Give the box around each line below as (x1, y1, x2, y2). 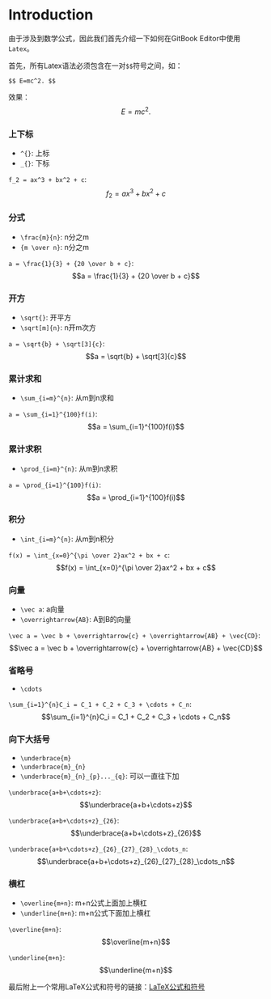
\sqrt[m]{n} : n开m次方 (19, 322, 97, 332)
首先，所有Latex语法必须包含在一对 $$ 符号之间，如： (8, 61, 184, 70)
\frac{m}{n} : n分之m (19, 232, 90, 242)
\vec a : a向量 (19, 604, 65, 614)
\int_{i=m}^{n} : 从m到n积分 (19, 534, 115, 544)
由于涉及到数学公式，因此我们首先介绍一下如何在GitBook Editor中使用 (8, 33, 241, 43)
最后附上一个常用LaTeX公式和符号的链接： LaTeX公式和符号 (8, 982, 205, 992)
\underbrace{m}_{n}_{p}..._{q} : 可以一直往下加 (19, 771, 180, 781)
